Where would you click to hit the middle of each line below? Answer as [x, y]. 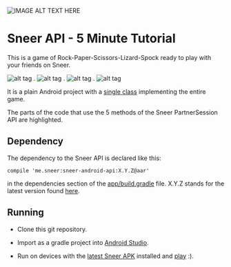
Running [26, 213]
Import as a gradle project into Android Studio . [83, 242]
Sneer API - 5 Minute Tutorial [91, 39]
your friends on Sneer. [39, 65]
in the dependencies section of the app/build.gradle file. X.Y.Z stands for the [116, 184]
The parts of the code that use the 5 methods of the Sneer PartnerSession [113, 112]
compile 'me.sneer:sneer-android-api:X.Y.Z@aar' [78, 170]
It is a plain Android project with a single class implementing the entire [107, 91]
